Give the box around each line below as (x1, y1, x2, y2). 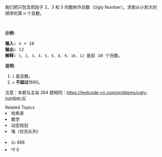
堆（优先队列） (11, 128, 41, 134)
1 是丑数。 (12, 73, 33, 79)
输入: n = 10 (5, 41, 35, 46)
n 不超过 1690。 (12, 79, 43, 85)
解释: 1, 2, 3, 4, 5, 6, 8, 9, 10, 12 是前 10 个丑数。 (5, 53, 123, 58)
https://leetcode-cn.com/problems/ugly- (66, 89, 148, 95)
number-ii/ (5, 95, 26, 101)
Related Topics (5, 105, 35, 110)
